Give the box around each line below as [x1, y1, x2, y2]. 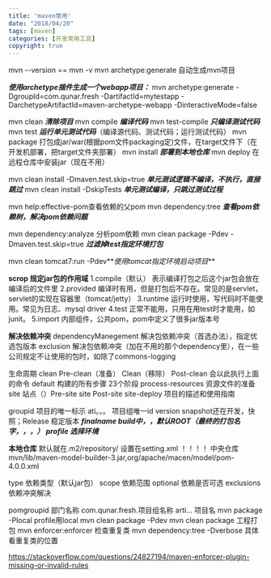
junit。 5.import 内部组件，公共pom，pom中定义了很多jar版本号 [8, 314, 220, 324]
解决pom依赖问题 [29, 212, 88, 222]
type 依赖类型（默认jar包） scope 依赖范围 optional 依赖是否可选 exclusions [8, 478, 261, 488]
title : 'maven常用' [8, 11, 72, 20]
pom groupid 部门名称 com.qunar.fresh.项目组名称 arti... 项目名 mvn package [8, 505, 263, 515]
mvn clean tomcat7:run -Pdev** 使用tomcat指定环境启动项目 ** [8, 257, 216, 266]
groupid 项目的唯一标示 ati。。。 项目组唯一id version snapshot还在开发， [8, 406, 248, 416]
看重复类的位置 [8, 536, 58, 546]
